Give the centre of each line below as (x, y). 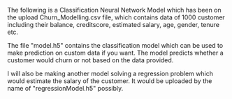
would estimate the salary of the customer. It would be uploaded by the (110, 81)
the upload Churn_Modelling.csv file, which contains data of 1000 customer (116, 17)
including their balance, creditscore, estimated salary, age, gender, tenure (114, 25)
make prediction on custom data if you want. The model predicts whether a (115, 53)
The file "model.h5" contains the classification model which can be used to (115, 45)
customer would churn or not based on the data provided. (90, 60)
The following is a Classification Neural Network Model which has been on (114, 10)
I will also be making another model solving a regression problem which (110, 73)
